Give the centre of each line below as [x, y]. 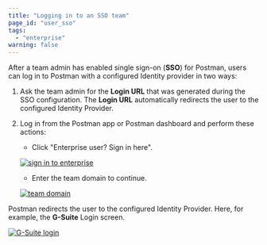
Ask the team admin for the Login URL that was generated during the [133, 91]
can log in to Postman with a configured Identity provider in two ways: [123, 76]
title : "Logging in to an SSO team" [69, 15]
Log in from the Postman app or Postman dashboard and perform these [137, 124]
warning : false [33, 45]
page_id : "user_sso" [43, 23]
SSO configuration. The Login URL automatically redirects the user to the [139, 100]
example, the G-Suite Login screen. [67, 217]
